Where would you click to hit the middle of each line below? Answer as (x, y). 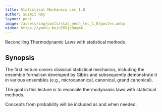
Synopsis (20, 57)
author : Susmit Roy (25, 14)
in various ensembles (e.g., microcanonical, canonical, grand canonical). (79, 80)
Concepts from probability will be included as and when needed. (71, 104)
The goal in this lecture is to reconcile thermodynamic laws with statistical (81, 89)
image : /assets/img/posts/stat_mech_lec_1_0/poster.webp (65, 23)
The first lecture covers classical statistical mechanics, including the (75, 69)
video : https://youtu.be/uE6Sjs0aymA (44, 28)
